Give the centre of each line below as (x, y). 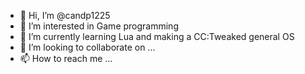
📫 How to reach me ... (66, 58)
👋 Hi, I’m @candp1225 (65, 15)
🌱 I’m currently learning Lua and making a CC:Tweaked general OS (157, 36)
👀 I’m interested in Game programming (99, 26)
